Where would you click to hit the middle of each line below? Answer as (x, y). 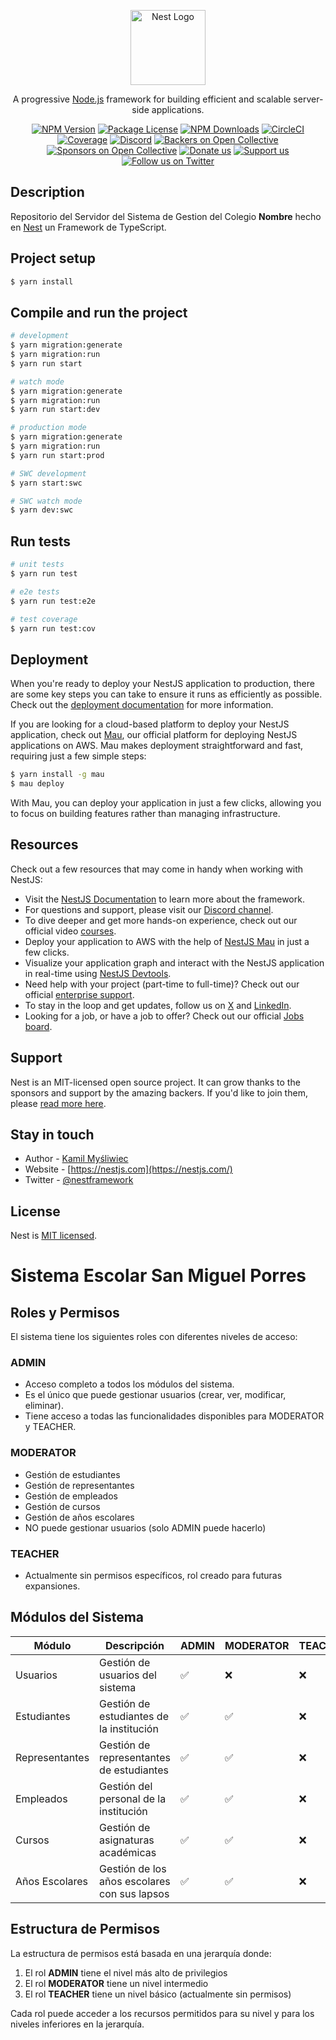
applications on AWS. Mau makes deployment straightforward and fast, (157, 746)
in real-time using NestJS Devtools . (98, 973)
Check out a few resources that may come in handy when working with (157, 869)
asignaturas (127, 1840)
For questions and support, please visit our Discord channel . (149, 909)
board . (38, 1026)
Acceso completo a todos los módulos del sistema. (129, 1384)
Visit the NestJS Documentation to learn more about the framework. (164, 899)
